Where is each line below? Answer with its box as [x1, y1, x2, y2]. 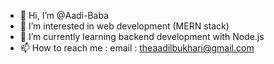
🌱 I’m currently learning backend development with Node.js [19, 31, 265, 42]
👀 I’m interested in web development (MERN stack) [19, 20, 230, 32]
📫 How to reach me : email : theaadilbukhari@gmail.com [19, 42, 255, 54]
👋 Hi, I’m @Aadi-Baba [19, 10, 110, 21]
